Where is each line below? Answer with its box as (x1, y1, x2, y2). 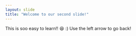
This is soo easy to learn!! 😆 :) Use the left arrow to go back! (5, 25, 131, 31)
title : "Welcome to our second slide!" (5, 12, 89, 17)
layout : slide (5, 7, 35, 12)
